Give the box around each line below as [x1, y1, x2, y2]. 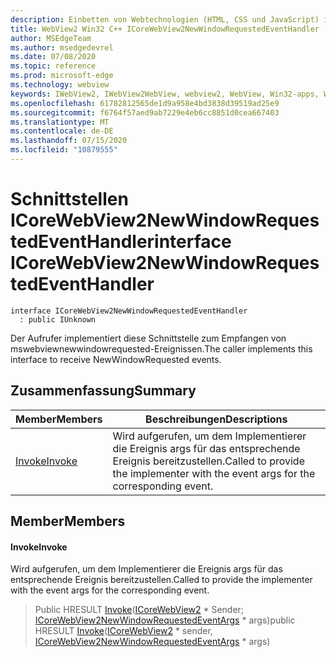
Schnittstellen [10, 188, 129, 211]
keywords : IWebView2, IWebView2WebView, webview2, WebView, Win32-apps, [10, 89, 320, 99]
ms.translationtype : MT [10, 117, 110, 127]
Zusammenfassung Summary [10, 382, 197, 400]
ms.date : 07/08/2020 [10, 52, 97, 62]
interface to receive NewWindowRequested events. [10, 353, 222, 365]
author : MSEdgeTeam [10, 33, 92, 43]
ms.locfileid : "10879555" [10, 145, 118, 155]
